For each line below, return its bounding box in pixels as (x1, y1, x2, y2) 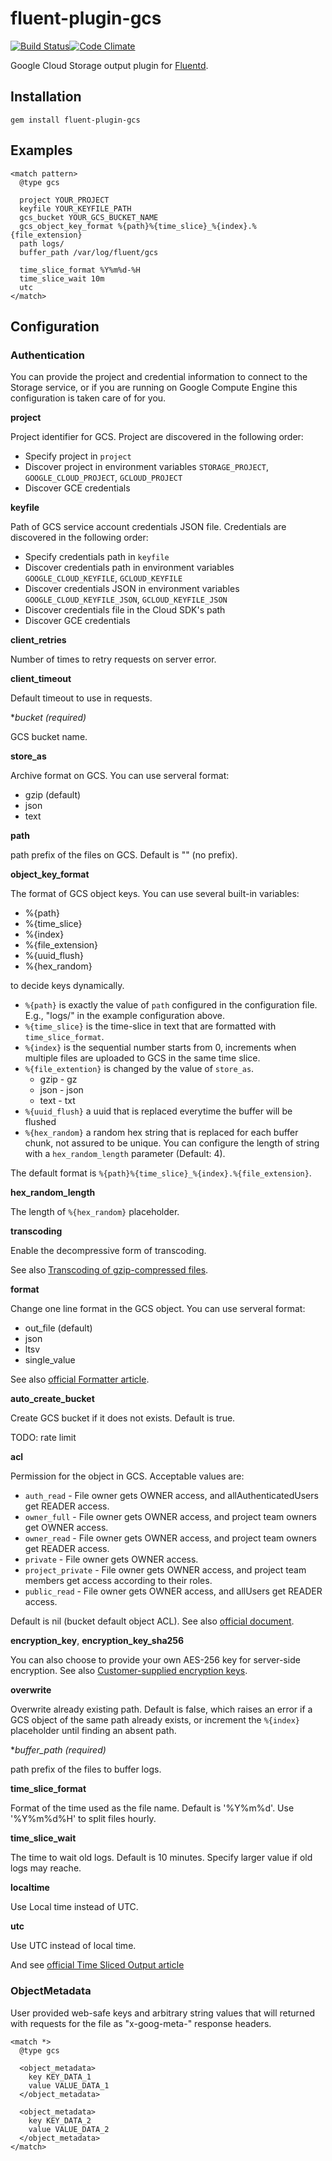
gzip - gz (39, 1073, 78, 1086)
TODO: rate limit (10, 1432, 77, 1444)
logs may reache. (10, 1862, 82, 1874)
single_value (24, 1354, 76, 1366)
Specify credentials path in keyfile (24, 551, 170, 563)
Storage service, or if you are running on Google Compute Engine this (10, 382, 298, 394)
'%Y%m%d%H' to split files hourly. (10, 1813, 157, 1825)
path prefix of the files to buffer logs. (10, 1763, 162, 1776)
